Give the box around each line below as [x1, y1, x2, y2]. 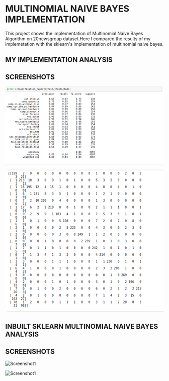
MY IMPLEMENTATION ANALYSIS [5, 56, 113, 64]
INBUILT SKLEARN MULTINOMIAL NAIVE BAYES [5, 322, 158, 331]
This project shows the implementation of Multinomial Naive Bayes [5, 30, 143, 36]
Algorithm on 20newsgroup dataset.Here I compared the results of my [5, 36, 151, 42]
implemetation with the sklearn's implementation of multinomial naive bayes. [5, 41, 164, 47]
